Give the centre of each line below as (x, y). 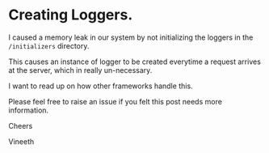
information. (29, 110)
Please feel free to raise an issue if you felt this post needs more (115, 101)
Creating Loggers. (71, 15)
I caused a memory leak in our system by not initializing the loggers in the (131, 37)
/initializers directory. (49, 45)
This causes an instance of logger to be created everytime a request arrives (134, 62)
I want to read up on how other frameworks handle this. (101, 86)
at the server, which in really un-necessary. (80, 70)
